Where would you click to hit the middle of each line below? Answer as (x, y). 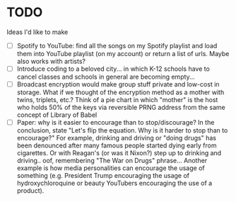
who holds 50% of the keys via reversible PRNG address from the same (121, 108)
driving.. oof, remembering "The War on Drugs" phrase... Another (112, 161)
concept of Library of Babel (57, 115)
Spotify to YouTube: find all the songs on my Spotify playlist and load (117, 45)
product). (30, 191)
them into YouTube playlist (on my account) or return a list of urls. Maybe (123, 54)
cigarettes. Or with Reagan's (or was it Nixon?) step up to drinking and (119, 153)
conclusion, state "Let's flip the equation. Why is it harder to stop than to (122, 130)
